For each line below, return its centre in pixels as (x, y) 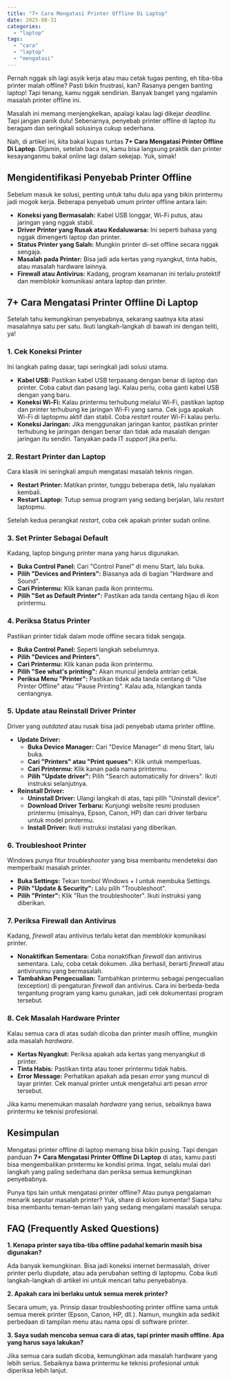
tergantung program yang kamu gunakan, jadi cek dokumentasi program (120, 993)
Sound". (28, 581)
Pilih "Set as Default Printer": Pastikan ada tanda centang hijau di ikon (118, 596)
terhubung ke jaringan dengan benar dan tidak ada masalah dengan (113, 431)
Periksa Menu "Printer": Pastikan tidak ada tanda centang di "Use (112, 678)
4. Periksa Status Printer (49, 621)
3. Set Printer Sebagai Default (58, 538)
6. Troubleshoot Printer (47, 845)
